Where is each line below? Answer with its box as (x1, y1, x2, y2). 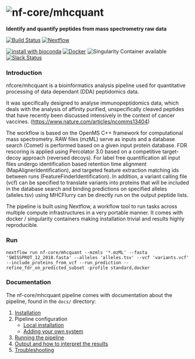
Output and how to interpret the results (14, 340, 109, 347)
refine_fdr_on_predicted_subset (6, 265, 85, 271)
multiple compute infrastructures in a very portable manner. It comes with (6, 209, 183, 216)
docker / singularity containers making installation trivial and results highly (6, 215, 185, 222)
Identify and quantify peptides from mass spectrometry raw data (6, 25, 167, 32)
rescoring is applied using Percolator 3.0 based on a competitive (6, 148, 162, 155)
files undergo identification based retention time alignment (6, 161, 147, 168)
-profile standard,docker (86, 265, 150, 271)
